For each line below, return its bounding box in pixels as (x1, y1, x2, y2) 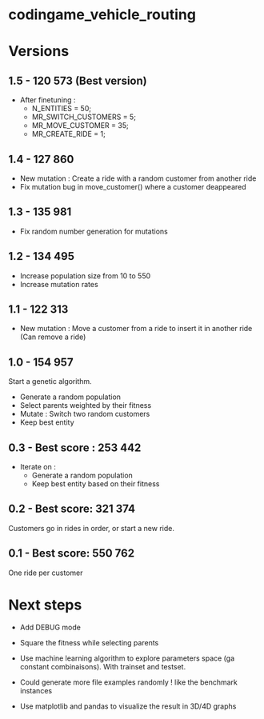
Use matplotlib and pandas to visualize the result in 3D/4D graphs (19, 701, 237, 711)
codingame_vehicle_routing (8, 6, 196, 24)
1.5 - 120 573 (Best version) (8, 74, 147, 87)
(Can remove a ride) (19, 332, 86, 342)
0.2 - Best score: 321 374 (8, 502, 136, 516)
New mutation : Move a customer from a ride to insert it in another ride (19, 324, 253, 334)
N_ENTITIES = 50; (31, 104, 92, 114)
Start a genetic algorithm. (8, 377, 92, 386)
